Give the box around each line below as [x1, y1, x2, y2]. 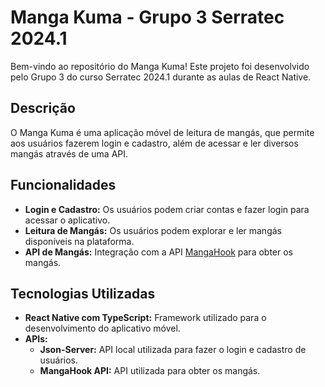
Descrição [10, 100, 76, 117]
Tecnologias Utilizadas [10, 285, 156, 302]
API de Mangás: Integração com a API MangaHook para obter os [24, 246, 294, 258]
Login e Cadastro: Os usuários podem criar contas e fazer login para [24, 203, 310, 215]
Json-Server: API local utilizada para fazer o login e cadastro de [39, 344, 307, 356]
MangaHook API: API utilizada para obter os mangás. [39, 365, 261, 377]
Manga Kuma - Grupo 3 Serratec [10, 6, 285, 29]
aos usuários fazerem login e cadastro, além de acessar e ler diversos [10, 137, 299, 149]
